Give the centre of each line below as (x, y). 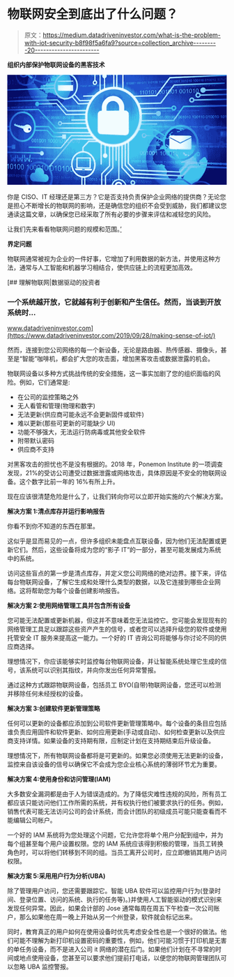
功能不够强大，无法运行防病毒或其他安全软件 (81, 432)
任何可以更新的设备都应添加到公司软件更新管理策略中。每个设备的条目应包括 (117, 724)
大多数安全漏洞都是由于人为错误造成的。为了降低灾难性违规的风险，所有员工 (117, 794)
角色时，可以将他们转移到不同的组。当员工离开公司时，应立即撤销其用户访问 (117, 853)
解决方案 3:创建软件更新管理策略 (54, 708)
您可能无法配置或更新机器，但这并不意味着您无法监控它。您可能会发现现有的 (117, 620)
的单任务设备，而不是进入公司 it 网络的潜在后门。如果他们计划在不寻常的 (111, 949)
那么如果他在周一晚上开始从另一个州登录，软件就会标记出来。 (108, 917)
